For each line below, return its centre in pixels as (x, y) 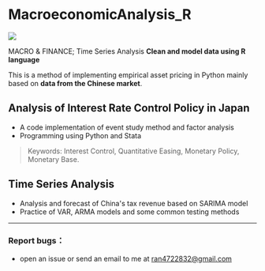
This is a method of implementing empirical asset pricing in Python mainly (128, 75)
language (24, 59)
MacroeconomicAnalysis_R (100, 15)
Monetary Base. (53, 159)
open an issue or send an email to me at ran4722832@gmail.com (126, 258)
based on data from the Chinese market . (75, 83)
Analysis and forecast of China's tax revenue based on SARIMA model (134, 203)
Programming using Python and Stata (80, 135)
